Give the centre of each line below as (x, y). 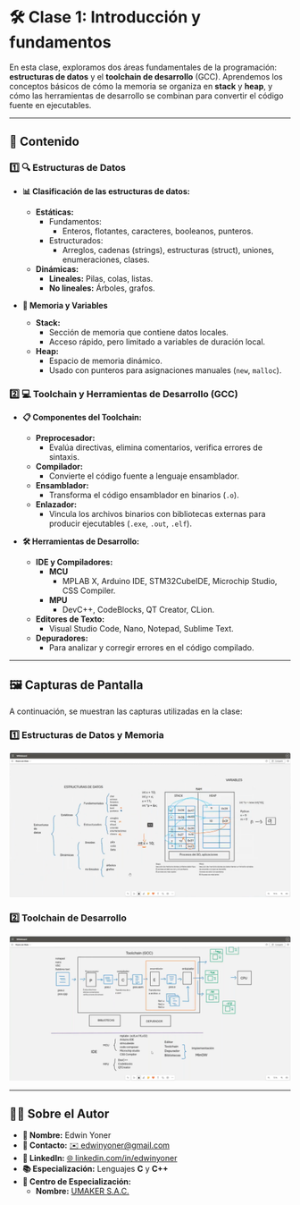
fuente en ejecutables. (50, 105)
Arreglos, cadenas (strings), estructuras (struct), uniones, (168, 250)
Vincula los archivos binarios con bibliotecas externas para (157, 513)
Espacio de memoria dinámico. (106, 361)
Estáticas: (54, 212)
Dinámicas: (57, 268)
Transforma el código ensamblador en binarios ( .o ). (144, 495)
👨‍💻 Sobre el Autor (59, 1114)
